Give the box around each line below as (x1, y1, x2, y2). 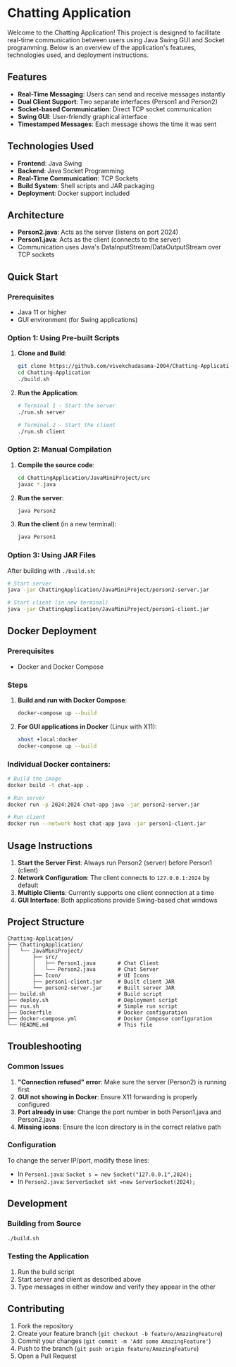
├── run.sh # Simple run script (7, 1003, 178, 1010)
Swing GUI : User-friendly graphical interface (17, 112, 148, 120)
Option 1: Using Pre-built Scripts (7, 333, 120, 342)
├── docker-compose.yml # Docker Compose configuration (7, 1015, 213, 1022)
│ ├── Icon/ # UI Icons (7, 972, 150, 979)
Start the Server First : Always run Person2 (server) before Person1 (17, 858, 213, 867)
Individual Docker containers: (7, 759, 111, 769)
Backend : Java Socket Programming (17, 166, 125, 175)
